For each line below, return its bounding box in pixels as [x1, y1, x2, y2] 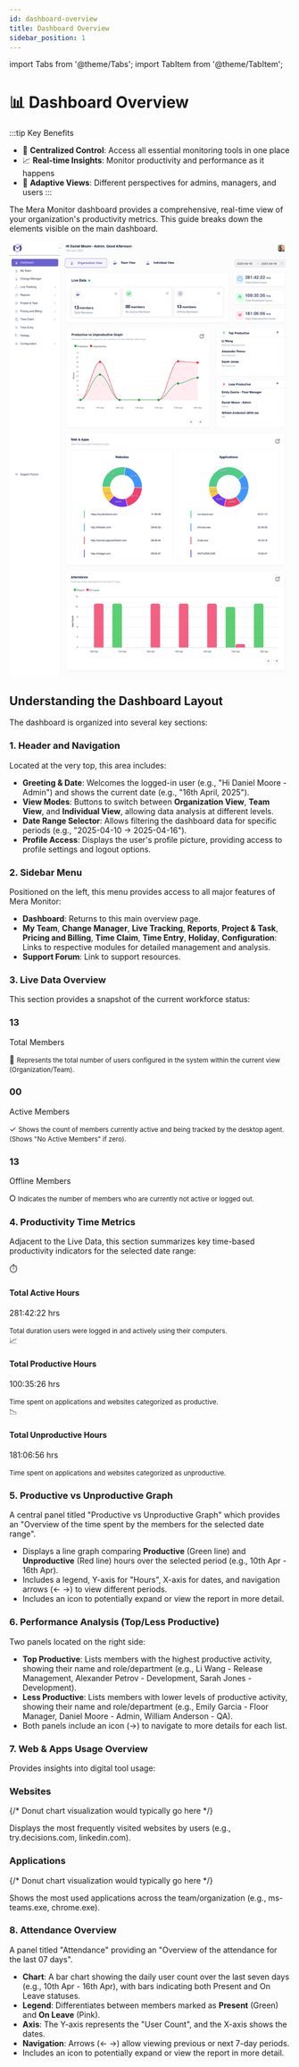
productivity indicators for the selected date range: [9, 1246, 196, 1256]
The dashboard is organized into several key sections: [9, 717, 208, 728]
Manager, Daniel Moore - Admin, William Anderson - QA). [21, 1710, 234, 1722]
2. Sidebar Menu [9, 866, 83, 879]
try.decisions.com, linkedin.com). [9, 1833, 131, 1843]
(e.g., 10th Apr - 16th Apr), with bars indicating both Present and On [21, 1980, 270, 1991]
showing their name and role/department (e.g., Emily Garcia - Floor [21, 1701, 270, 1712]
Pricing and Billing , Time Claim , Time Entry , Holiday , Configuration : [21, 931, 278, 943]
